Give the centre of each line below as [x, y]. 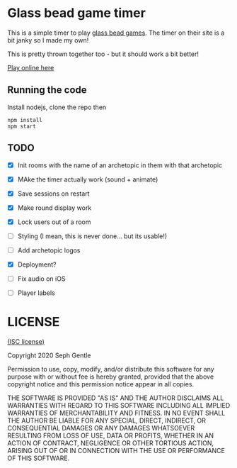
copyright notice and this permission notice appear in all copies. [101, 384]
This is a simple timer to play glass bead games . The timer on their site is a [116, 33]
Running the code [47, 90]
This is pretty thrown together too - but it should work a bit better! [103, 54]
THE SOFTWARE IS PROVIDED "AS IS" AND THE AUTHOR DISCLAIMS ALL [116, 398]
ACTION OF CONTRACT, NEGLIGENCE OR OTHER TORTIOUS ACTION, [111, 443]
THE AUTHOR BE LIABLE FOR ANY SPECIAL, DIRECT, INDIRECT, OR [107, 420]
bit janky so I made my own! [48, 40]
